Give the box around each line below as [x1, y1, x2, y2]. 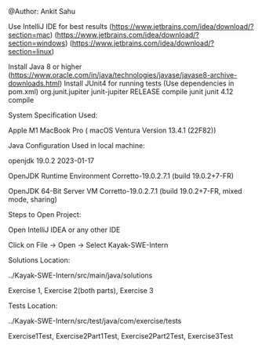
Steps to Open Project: [8, 210, 82, 219]
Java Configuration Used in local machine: [8, 141, 145, 150]
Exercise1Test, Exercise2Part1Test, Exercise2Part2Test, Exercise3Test [8, 332, 234, 340]
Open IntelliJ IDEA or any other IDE [8, 225, 121, 234]
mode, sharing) [8, 195, 57, 204]
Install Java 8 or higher [8, 62, 82, 71]
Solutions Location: [8, 256, 71, 265]
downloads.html [8, 78, 60, 88]
